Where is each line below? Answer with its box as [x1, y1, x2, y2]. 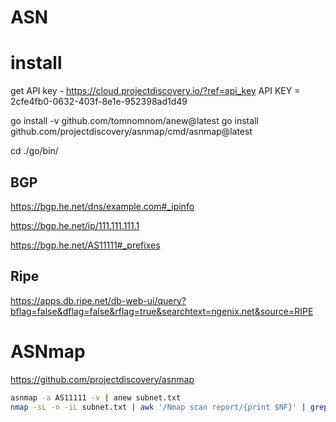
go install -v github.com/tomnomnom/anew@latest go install [10, 115, 259, 127]
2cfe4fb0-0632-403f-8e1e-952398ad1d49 [10, 96, 188, 108]
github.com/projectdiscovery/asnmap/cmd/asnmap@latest [10, 126, 253, 138]
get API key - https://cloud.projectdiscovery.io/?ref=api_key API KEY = [10, 85, 301, 97]
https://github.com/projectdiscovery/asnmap [10, 373, 195, 385]
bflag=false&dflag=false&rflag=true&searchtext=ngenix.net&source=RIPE [10, 305, 314, 317]
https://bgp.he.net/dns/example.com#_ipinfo [10, 200, 195, 212]
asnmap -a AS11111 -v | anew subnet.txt [10, 392, 182, 403]
